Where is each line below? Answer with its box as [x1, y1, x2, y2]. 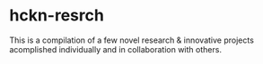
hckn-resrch [9, 5, 105, 26]
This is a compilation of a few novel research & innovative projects [9, 35, 254, 45]
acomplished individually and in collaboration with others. [9, 44, 223, 54]
